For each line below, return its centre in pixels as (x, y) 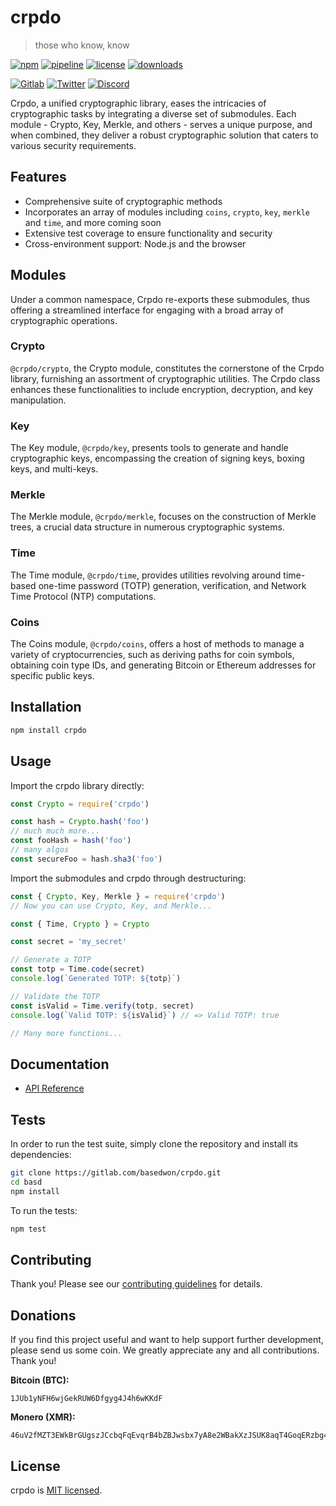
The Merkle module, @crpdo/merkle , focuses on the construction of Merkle (163, 517)
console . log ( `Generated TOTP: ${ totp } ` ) (96, 979)
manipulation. (38, 400)
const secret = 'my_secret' (69, 942)
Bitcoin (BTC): (40, 1380)
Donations (43, 1315)
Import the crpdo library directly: (77, 785)
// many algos (40, 850)
